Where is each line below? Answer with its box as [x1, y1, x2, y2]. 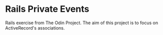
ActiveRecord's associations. [5, 25, 65, 31]
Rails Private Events [5, 3, 89, 15]
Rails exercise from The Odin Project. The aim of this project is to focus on [5, 20, 158, 26]
